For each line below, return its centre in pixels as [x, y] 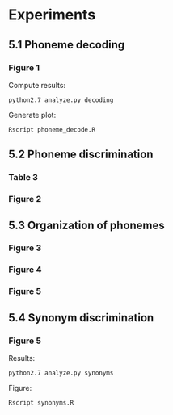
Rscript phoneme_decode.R [52, 130]
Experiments [52, 15]
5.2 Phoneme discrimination [81, 155]
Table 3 [23, 178]
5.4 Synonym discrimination [81, 318]
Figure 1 [24, 68]
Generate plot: [32, 115]
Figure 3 [25, 248]
